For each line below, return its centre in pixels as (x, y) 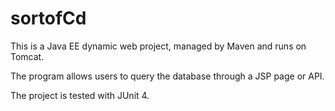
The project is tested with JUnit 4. (80, 95)
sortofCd (48, 18)
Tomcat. (27, 56)
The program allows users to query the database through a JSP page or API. (167, 76)
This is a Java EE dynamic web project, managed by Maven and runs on (158, 46)
